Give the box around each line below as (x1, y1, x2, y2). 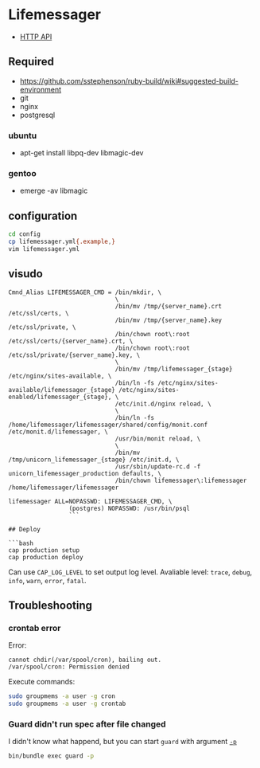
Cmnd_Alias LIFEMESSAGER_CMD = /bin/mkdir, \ (8, 288, 161, 296)
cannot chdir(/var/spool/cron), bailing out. (8, 656, 161, 664)
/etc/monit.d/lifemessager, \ (8, 428, 109, 436)
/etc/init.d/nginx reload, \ (114, 400, 212, 408)
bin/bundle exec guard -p (8, 752, 94, 760)
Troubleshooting (8, 598, 93, 612)
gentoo (8, 167, 37, 178)
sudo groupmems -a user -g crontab (8, 699, 126, 708)
